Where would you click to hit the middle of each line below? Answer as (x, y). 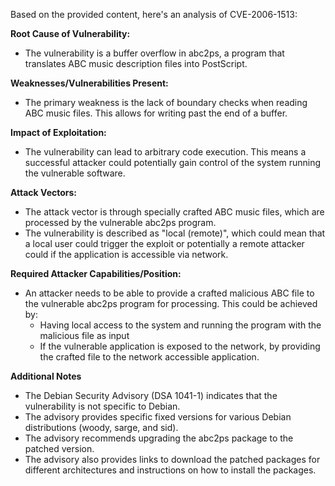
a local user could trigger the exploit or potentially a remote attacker (164, 243)
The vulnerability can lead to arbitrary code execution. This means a (165, 152)
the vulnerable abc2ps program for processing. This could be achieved (171, 303)
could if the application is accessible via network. (126, 254)
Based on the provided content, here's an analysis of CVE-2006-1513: (154, 14)
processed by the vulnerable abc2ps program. (120, 222)
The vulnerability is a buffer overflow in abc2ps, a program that (154, 53)
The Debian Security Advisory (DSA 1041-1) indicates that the (151, 395)
